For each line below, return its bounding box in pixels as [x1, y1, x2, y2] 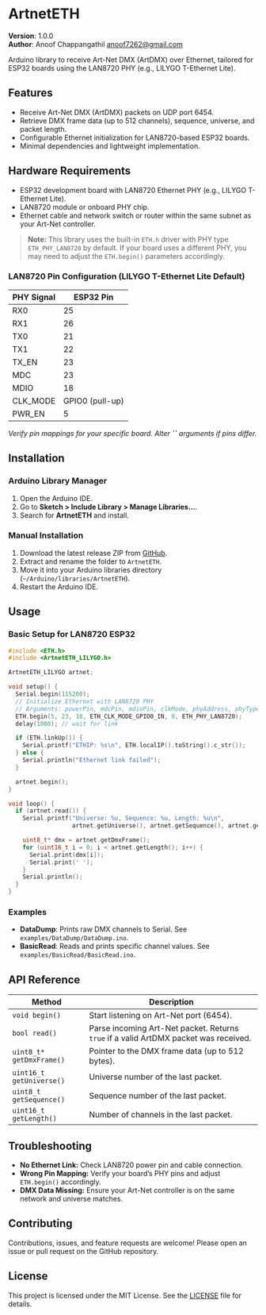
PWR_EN [12, 408, 45, 419]
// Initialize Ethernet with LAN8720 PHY [15, 697, 154, 705]
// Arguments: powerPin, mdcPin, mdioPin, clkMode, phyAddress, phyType [15, 704, 260, 713]
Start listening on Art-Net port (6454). [89, 1010, 232, 1021]
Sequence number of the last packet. [89, 1090, 227, 1101]
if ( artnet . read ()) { [15, 807, 87, 815]
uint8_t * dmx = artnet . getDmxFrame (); [22, 836, 150, 844]
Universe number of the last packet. [89, 1071, 222, 1082]
